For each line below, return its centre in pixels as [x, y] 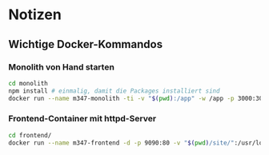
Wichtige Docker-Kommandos [85, 44]
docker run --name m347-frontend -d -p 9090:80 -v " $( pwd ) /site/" [121, 143]
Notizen [35, 15]
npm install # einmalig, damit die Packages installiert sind [114, 91]
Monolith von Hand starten [61, 67]
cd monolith [28, 83]
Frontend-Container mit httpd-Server [82, 119]
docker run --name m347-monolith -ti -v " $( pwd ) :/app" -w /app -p [121, 98]
